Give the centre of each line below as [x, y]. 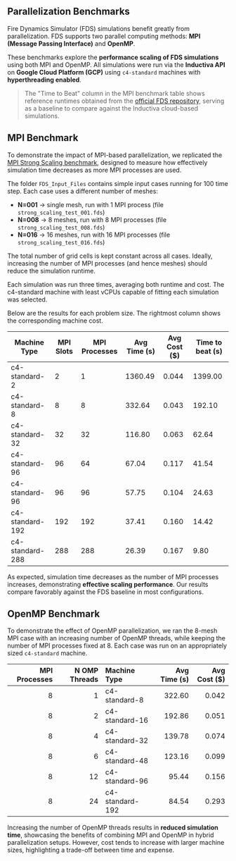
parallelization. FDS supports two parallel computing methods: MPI [104, 36]
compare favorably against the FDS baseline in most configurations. [105, 592]
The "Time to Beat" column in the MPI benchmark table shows [114, 93]
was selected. [27, 299]
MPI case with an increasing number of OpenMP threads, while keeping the [117, 638]
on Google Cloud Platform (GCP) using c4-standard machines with [104, 72]
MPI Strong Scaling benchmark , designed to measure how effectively [107, 162]
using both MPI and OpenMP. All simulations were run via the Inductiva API [117, 64]
